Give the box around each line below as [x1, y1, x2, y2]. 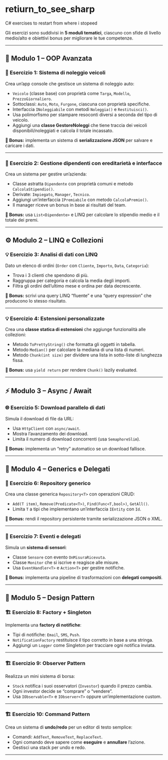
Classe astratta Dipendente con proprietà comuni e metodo [12, 180, 133, 186]
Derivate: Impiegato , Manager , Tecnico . [12, 191, 90, 197]
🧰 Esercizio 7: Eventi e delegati [5, 533, 81, 540]
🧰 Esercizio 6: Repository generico [5, 479, 91, 486]
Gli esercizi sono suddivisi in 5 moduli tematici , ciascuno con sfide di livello [5, 29, 161, 35]
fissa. [12, 357, 24, 363]
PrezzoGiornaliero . [12, 95, 52, 101]
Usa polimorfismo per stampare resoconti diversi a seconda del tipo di [12, 111, 157, 117]
